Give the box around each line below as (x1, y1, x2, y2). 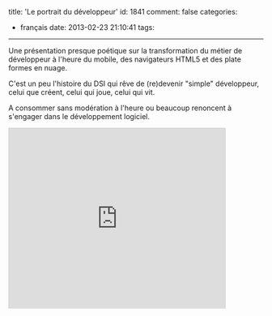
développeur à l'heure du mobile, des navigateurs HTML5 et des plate (8, 54, 241, 64)
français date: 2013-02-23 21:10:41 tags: (19, 23, 155, 32)
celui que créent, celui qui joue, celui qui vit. (8, 88, 155, 96)
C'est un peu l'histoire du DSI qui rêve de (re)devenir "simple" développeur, (8, 79, 260, 88)
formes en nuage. (8, 63, 67, 72)
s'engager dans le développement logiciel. (8, 112, 151, 121)
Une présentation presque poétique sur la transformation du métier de (8, 46, 243, 55)
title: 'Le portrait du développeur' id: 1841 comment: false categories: (8, 7, 238, 16)
